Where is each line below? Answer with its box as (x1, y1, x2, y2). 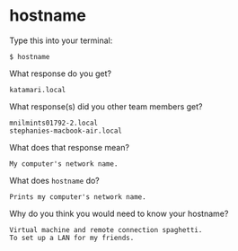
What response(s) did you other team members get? (9, 100, 203, 112)
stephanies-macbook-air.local (9, 126, 123, 135)
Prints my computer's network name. (9, 192, 146, 202)
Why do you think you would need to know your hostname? (9, 208, 229, 219)
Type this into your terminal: (9, 35, 113, 46)
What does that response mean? (9, 142, 130, 152)
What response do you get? (9, 68, 112, 79)
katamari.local (9, 85, 66, 94)
